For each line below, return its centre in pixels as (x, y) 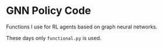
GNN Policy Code (49, 11)
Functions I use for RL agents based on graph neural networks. (82, 27)
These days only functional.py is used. (54, 38)
